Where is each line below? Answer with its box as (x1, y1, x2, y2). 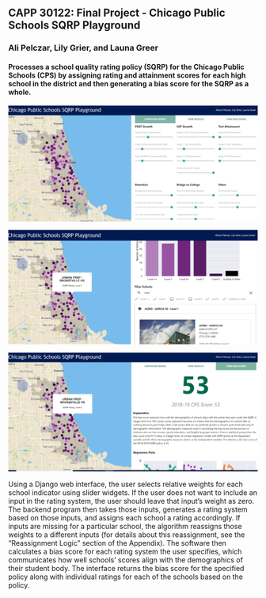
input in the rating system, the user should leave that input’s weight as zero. (8, 496, 255, 505)
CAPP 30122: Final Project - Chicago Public (8, 6, 226, 20)
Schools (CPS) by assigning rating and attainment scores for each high (8, 70, 246, 80)
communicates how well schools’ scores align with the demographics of (8, 554, 244, 565)
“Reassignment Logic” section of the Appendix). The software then (8, 538, 227, 547)
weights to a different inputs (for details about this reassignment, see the (8, 530, 245, 539)
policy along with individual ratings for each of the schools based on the (8, 572, 244, 581)
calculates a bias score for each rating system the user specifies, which (8, 547, 242, 556)
